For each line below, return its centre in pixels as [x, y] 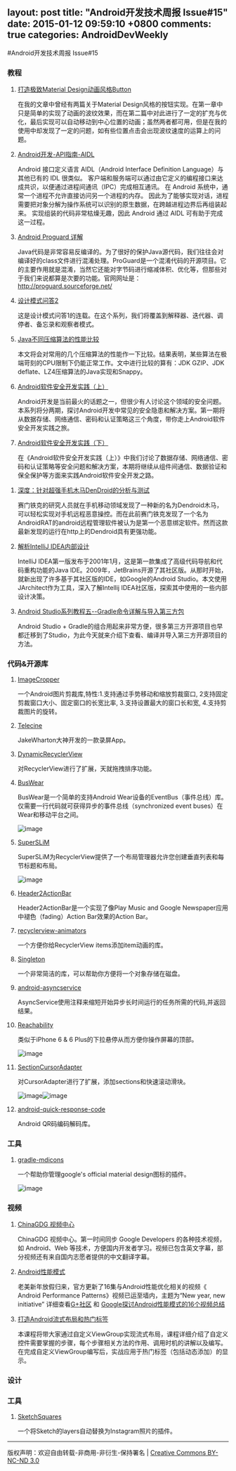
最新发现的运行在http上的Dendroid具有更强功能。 [89, 532]
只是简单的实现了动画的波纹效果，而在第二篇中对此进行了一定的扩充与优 [122, 113]
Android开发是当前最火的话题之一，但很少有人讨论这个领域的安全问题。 [121, 402]
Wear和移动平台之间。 [50, 815]
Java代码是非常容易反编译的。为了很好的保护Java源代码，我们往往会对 [120, 252]
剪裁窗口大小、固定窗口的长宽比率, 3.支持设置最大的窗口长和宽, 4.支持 [119, 703]
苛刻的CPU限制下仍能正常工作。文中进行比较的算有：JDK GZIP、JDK [124, 363]
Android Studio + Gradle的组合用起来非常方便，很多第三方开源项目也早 [120, 627]
